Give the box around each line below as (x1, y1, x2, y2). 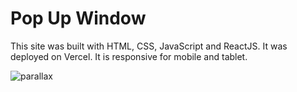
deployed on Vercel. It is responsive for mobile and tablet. (10, 50, 248, 62)
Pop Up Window (10, 7, 147, 30)
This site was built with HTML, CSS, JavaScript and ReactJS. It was (10, 40, 288, 52)
